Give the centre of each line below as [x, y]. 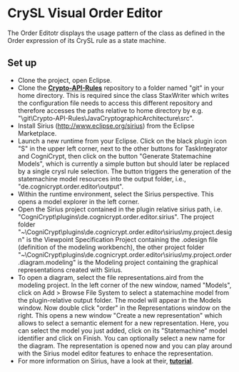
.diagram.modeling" [47, 262]
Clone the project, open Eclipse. [65, 80]
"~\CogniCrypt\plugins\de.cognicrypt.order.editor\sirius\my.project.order [124, 254]
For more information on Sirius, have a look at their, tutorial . [106, 361]
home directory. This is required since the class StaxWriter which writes [123, 95]
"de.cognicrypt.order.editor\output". [71, 186]
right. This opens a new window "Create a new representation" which [120, 315]
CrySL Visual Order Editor [85, 13]
